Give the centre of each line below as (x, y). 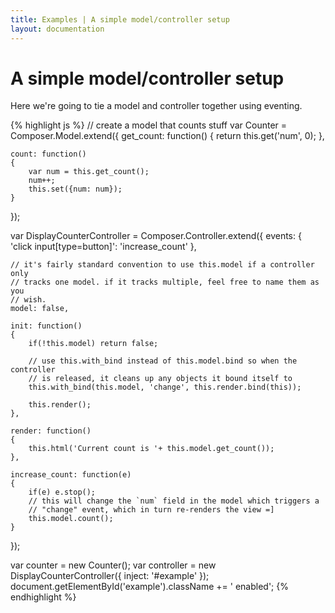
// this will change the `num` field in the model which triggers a (174, 501)
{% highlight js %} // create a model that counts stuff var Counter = (149, 125)
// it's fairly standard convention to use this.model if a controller (162, 265)
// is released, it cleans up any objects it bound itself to (160, 379)
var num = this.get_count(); (89, 172)
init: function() (46, 326)
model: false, (40, 309)
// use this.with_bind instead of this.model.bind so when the (163, 361)
